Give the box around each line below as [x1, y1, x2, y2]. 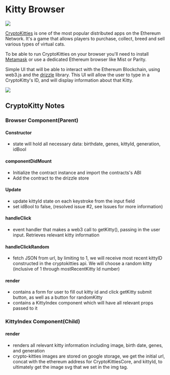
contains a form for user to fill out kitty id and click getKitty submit [12, 289, 152, 295]
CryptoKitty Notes [5, 101, 65, 111]
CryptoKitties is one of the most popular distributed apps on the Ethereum [5, 30, 161, 36]
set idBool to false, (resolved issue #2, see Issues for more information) [12, 203, 163, 209]
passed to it [12, 305, 38, 312]
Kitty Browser [5, 4, 65, 15]
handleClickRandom [5, 244, 50, 250]
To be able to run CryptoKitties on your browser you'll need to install [5, 51, 149, 57]
